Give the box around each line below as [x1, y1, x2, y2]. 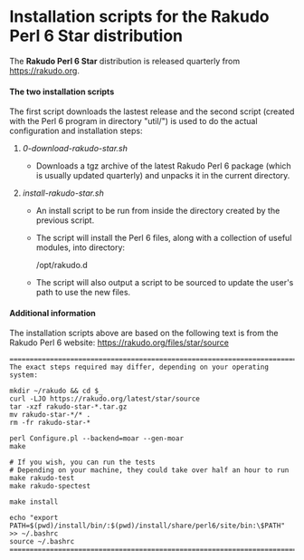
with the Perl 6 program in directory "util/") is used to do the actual [9, 116, 258, 127]
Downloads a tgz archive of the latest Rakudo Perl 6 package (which [35, 160, 291, 171]
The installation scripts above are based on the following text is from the [9, 328, 279, 339]
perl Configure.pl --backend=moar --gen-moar [9, 434, 184, 443]
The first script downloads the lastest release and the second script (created [9, 106, 295, 117]
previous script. [35, 215, 95, 226]
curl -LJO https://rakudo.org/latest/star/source [9, 394, 201, 404]
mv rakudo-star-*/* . [9, 410, 91, 420]
